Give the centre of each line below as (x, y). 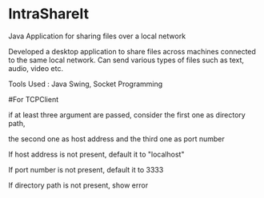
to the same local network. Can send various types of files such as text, (126, 60)
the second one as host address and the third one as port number (117, 139)
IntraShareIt (49, 14)
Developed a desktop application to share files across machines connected (132, 51)
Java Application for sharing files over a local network (97, 36)
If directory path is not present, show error (78, 185)
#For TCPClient (33, 99)
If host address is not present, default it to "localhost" (96, 154)
